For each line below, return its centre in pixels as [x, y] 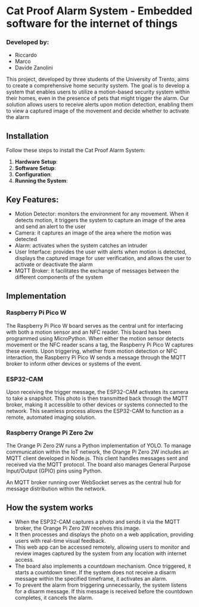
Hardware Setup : [36, 162]
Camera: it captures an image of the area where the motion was [93, 233]
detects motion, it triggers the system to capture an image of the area [100, 220]
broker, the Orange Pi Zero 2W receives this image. [78, 528]
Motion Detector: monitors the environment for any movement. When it [102, 214]
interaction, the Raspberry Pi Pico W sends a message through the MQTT [96, 357]
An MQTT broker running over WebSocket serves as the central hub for [94, 483]
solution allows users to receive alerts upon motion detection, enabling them [100, 105]
